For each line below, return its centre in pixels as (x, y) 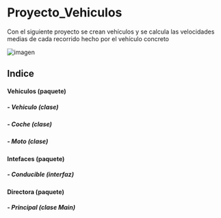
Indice (21, 74)
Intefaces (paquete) (36, 158)
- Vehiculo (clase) (33, 107)
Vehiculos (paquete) (37, 91)
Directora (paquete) (36, 192)
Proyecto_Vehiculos (65, 13)
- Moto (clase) (28, 141)
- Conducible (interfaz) (40, 174)
